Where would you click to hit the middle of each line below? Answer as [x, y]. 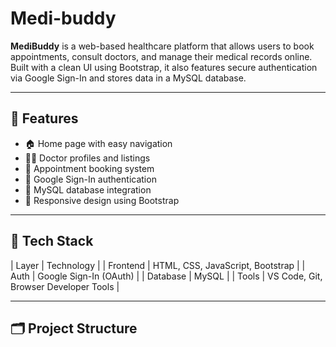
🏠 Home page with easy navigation [98, 143]
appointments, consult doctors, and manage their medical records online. [161, 56]
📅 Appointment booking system [89, 168]
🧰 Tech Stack [52, 241]
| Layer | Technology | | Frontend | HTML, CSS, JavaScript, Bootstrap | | [158, 265]
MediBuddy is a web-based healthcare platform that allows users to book [162, 46]
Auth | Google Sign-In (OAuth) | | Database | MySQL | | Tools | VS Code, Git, [166, 276]
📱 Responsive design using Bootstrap [102, 200]
